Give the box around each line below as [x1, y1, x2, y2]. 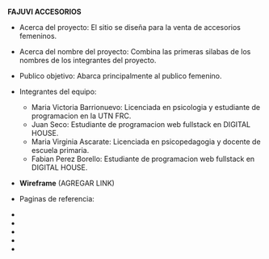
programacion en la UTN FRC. [31, 111, 132, 121]
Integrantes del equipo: [19, 87, 97, 96]
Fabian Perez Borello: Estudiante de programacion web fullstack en [31, 154, 255, 163]
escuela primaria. [31, 146, 90, 155]
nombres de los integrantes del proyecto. [19, 56, 157, 65]
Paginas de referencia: [19, 194, 95, 203]
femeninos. [19, 32, 57, 40]
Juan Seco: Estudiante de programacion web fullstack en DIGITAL [31, 120, 251, 129]
